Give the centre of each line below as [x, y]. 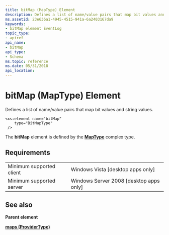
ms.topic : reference [27, 61]
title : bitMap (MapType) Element [40, 10]
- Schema [14, 57]
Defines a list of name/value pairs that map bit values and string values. [79, 109]
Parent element [22, 217]
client [14, 173]
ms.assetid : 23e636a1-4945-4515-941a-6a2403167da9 [59, 19]
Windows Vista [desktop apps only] [113, 169]
